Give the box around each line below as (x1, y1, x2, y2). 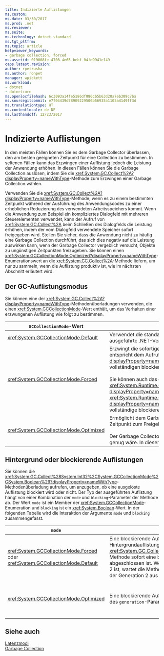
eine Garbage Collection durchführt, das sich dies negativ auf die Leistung (5, 237, 155, 243)
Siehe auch (5, 627, 40, 635)
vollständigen (109, 363, 141, 370)
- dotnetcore (5, 89, 32, 94)
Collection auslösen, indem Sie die (5, 170, 75, 176)
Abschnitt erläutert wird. (5, 268, 54, 274)
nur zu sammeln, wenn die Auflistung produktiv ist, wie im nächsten (5, 263, 141, 269)
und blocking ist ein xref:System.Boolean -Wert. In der (31, 505, 140, 511)
